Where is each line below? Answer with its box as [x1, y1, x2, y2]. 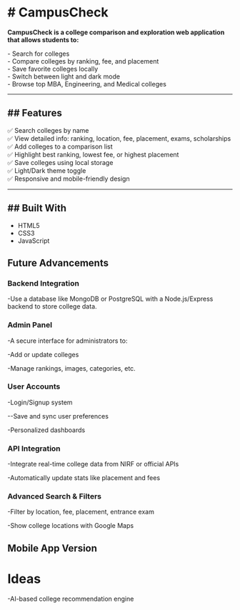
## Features [7, 107, 62, 119]
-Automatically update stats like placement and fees [7, 474, 161, 482]
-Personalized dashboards [7, 426, 86, 434]
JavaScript [17, 236, 50, 245]
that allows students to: [7, 35, 79, 44]
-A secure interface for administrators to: [7, 336, 128, 345]
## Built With [7, 202, 66, 214]
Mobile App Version [7, 542, 98, 554]
